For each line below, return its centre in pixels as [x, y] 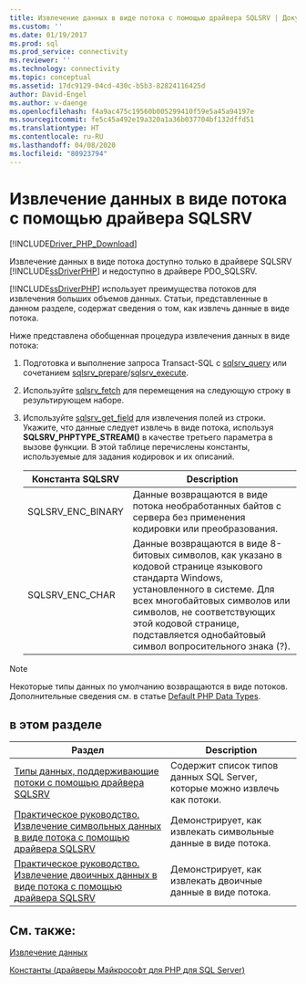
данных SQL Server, [214, 777]
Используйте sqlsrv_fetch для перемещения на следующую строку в [157, 390]
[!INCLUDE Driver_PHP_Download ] [73, 244]
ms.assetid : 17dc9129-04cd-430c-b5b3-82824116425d [107, 86]
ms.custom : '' [36, 26]
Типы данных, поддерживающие [87, 771]
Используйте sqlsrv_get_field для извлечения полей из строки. [144, 417]
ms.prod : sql [34, 43]
